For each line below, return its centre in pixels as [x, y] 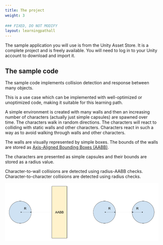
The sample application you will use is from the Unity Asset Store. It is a [77, 45]
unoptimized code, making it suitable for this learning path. [64, 102]
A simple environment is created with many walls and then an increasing [77, 112]
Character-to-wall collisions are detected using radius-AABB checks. [74, 171]
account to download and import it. [40, 56]
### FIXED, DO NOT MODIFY [31, 26]
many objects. [19, 88]
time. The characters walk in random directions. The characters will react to [81, 122]
